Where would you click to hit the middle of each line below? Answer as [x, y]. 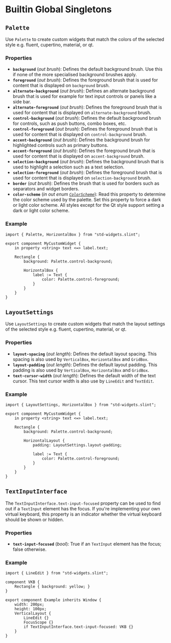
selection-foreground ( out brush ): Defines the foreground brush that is [87, 173]
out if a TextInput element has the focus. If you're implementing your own [83, 508]
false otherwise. [30, 549]
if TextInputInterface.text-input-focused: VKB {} [79, 627]
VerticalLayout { [33, 614]
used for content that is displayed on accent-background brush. [78, 156]
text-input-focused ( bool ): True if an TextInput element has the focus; [87, 544]
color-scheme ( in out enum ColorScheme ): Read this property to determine [89, 194]
